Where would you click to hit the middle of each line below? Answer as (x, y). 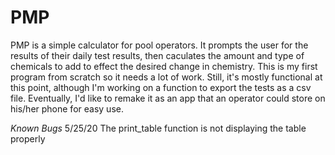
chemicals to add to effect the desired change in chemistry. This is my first (164, 66)
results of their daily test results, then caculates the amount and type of (157, 55)
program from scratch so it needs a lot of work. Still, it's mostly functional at (166, 77)
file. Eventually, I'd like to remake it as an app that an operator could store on (168, 98)
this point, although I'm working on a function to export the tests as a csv (161, 87)
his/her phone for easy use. (67, 108)
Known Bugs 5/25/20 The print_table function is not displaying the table (158, 128)
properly (28, 138)
